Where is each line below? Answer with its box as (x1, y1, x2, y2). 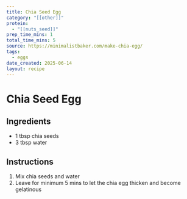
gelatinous (15, 186, 42, 193)
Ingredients (6, 116, 51, 126)
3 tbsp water (15, 139, 48, 147)
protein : (6, 20, 29, 26)
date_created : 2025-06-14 (6, 60, 72, 66)
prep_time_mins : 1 (6, 32, 53, 38)
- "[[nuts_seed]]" (12, 26, 59, 32)
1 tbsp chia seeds (15, 132, 59, 140)
